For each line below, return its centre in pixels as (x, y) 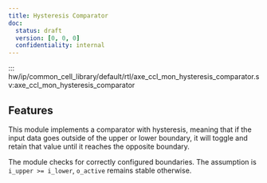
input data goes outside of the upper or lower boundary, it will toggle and (128, 137)
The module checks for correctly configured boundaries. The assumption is (132, 161)
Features (31, 110)
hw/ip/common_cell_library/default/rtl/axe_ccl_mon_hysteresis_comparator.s (134, 77)
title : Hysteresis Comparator (59, 16)
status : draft (39, 30)
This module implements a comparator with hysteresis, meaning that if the (130, 129)
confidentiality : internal (60, 46)
